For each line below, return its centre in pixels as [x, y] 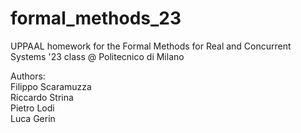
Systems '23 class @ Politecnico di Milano [97, 56]
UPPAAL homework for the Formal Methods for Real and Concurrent [151, 46]
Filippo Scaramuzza [51, 86]
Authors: [28, 76]
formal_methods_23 [96, 18]
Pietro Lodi [32, 108]
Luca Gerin [33, 118]
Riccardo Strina [42, 97]
